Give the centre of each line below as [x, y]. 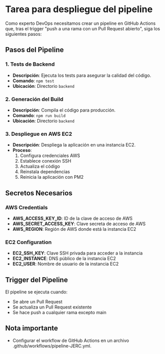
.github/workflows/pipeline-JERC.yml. [52, 346]
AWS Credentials [26, 207]
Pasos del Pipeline [35, 50]
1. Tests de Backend [30, 64]
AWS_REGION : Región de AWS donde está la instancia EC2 [74, 229]
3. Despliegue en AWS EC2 [39, 134]
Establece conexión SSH [46, 161]
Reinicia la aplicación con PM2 [52, 177]
